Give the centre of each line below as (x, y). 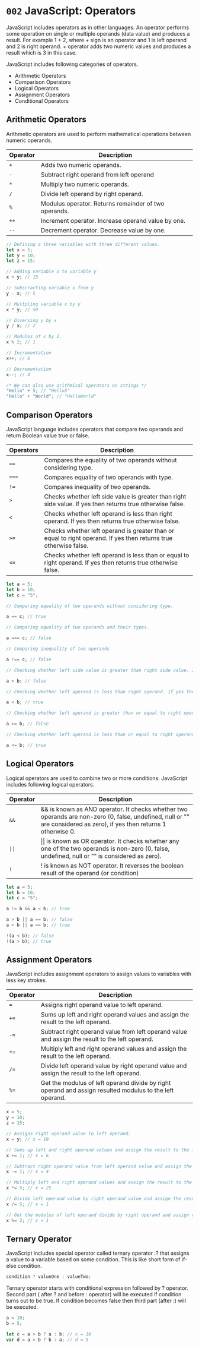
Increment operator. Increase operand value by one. (113, 220)
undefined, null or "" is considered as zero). (101, 855)
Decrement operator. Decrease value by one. (103, 230)
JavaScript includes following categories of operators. (72, 64)
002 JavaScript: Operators (71, 11)
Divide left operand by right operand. (92, 194)
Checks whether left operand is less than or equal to (117, 555)
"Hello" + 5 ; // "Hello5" (38, 391)
